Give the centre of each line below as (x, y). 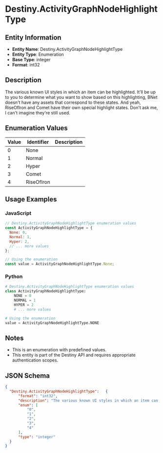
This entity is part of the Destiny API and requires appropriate (74, 355)
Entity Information (33, 37)
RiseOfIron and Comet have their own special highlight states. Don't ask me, (81, 107)
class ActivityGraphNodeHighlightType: (46, 291)
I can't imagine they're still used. (38, 113)
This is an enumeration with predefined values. (59, 350)
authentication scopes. (35, 360)
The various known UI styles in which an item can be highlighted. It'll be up (81, 92)
